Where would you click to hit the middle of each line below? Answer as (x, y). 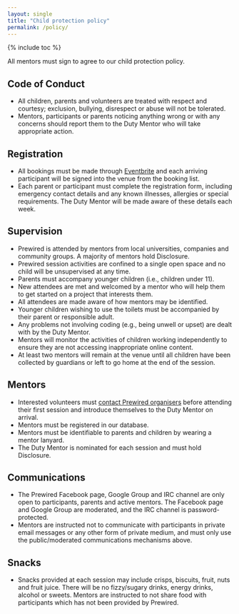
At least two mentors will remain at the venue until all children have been (124, 355)
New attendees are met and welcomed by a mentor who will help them (121, 286)
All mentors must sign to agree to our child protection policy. (96, 61)
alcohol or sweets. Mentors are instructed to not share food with (112, 595)
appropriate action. (46, 131)
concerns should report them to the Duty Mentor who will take (109, 124)
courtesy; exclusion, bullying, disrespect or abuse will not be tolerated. (122, 109)
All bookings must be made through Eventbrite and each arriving (113, 171)
